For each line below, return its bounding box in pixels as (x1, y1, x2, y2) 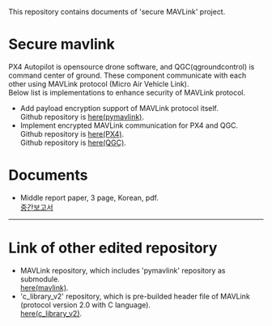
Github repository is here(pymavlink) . (19, 112, 144, 121)
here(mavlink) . (19, 282, 69, 292)
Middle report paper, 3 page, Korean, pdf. (19, 193, 159, 202)
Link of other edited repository (8, 239, 218, 257)
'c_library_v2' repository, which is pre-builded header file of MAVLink (19, 291, 251, 301)
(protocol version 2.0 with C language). (19, 299, 151, 310)
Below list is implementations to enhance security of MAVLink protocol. (8, 87, 245, 97)
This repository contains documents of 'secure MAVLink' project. (8, 7, 226, 16)
